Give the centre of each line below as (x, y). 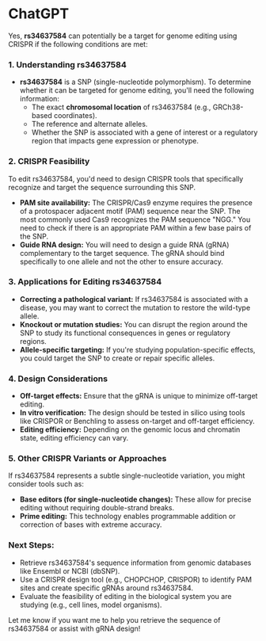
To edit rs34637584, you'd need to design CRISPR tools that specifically (126, 178)
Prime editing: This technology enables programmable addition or (127, 517)
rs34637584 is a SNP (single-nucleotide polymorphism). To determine (135, 82)
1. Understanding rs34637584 (67, 64)
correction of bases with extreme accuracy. (91, 525)
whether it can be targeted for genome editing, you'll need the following (137, 90)
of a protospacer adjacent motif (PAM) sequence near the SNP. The (130, 211)
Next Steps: (31, 545)
